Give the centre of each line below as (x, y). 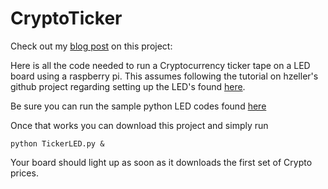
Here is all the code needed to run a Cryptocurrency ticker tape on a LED (160, 65)
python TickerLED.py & (57, 143)
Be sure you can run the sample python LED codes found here (138, 106)
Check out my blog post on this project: (91, 46)
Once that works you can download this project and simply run (139, 125)
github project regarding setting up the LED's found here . (128, 86)
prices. (24, 173)
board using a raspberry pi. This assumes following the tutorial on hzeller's (164, 76)
